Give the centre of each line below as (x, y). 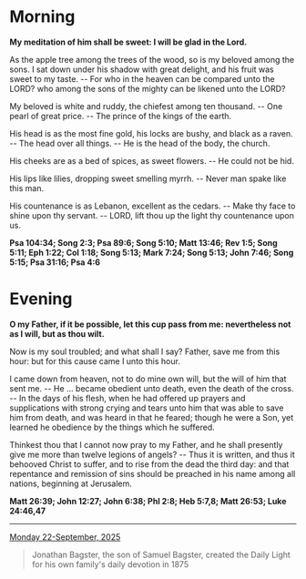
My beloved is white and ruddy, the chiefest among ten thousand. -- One (146, 106)
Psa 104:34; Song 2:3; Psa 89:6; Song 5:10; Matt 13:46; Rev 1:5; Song (143, 242)
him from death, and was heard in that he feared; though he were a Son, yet (152, 417)
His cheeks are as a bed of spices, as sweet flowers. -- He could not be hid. (152, 160)
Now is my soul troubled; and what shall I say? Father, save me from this (145, 351)
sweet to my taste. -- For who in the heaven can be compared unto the (142, 78)
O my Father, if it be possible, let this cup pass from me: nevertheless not (150, 324)
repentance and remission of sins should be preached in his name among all (153, 473)
